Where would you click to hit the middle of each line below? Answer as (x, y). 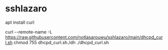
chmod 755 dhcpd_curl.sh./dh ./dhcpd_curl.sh (61, 42)
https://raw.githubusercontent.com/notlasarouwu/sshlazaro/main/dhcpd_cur (84, 37)
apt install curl (20, 22)
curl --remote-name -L (29, 32)
